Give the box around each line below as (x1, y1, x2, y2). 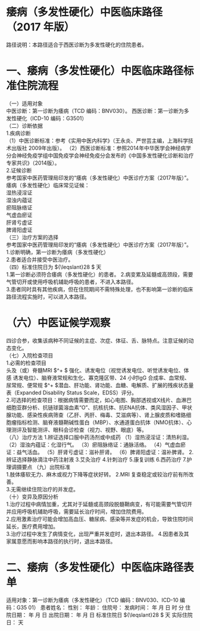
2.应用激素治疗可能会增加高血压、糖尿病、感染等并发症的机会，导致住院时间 (6, 515, 193, 522)
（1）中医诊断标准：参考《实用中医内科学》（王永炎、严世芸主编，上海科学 (6, 137, 189, 144)
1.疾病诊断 (6, 129, 31, 137)
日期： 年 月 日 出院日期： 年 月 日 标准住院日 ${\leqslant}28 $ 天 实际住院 (11, 611, 193, 619)
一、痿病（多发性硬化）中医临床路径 (6, 64, 184, 78)
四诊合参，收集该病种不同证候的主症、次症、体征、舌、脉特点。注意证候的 (6, 337, 189, 344)
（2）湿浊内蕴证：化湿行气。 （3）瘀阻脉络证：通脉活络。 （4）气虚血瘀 (6, 441, 186, 448)
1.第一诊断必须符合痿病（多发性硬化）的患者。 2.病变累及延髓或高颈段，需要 (6, 271, 193, 278)
